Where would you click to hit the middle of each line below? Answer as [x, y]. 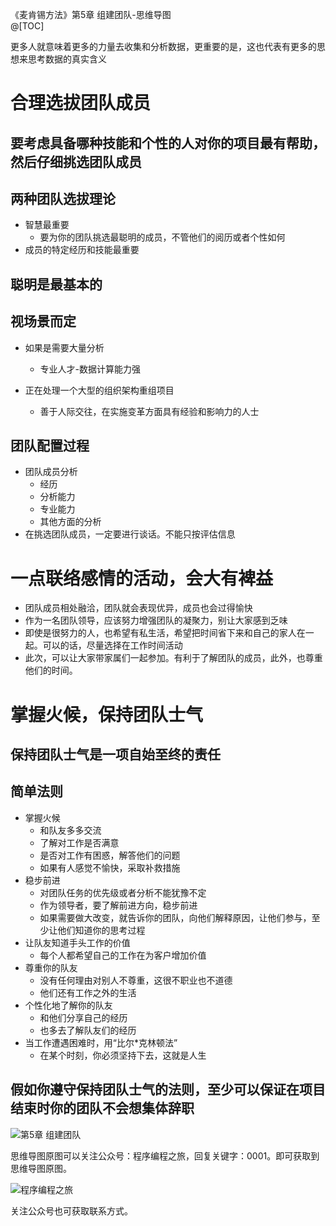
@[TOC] [27, 26]
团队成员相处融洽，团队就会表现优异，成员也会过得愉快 [138, 608]
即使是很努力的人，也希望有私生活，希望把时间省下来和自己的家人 [160, 633]
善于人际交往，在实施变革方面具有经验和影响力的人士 [149, 411]
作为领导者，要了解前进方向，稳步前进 [118, 905]
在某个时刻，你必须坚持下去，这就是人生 [123, 1055]
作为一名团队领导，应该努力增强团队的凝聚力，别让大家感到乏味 [156, 620]
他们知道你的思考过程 [101, 930]
